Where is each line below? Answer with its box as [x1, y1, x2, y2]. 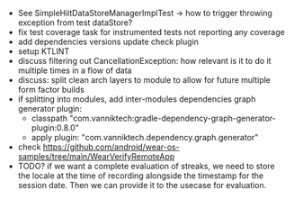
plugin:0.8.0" [31, 122, 79, 133]
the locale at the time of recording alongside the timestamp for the [17, 170, 263, 181]
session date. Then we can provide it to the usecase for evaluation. [17, 180, 267, 190]
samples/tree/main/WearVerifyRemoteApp [17, 151, 175, 161]
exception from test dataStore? [17, 17, 133, 28]
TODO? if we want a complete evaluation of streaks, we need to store [17, 161, 276, 171]
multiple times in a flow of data [17, 65, 132, 76]
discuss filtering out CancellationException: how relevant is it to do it [17, 56, 272, 66]
